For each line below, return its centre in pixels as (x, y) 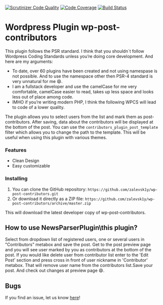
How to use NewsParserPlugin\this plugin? (71, 228)
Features (16, 150)
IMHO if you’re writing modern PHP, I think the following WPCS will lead (84, 102)
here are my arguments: (29, 61)
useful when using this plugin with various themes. (56, 137)
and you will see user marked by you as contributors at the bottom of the (78, 250)
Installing (16, 179)
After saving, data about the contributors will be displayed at (93, 122)
